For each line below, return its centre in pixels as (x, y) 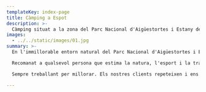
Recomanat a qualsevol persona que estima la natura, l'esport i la (101, 63)
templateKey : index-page (38, 12)
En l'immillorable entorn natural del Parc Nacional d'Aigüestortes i (104, 52)
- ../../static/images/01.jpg (50, 40)
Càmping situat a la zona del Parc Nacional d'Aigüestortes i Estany (102, 29)
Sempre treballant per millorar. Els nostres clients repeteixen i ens (105, 74)
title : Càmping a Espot (37, 18)
